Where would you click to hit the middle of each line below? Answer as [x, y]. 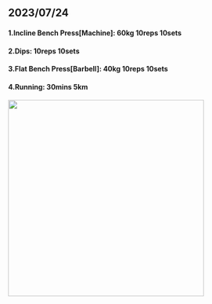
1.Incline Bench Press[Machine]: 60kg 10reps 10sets [95, 33]
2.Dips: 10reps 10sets [44, 51]
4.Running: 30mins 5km [48, 86]
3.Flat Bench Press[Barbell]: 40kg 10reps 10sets [88, 69]
